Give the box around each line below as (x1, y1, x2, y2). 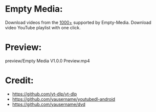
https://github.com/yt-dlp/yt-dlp (12, 91, 77, 97)
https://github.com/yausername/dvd (12, 101, 86, 107)
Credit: (5, 75, 34, 86)
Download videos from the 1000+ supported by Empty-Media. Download (5, 19, 152, 25)
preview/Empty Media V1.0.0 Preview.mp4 (5, 57, 90, 64)
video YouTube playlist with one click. (5, 24, 81, 30)
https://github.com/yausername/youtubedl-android (12, 96, 115, 102)
